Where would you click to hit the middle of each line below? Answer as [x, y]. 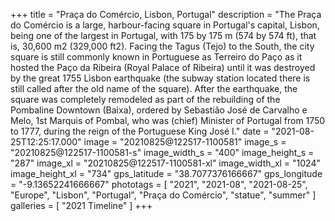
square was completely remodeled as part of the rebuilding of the [145, 99]
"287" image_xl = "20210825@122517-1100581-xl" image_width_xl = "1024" [165, 163]
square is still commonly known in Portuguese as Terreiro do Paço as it [156, 57]
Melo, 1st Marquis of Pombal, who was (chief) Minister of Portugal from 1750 [168, 120]
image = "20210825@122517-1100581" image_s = [185, 142]
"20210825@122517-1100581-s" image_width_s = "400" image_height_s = [162, 152]
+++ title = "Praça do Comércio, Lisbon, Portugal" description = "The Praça [166, 14]
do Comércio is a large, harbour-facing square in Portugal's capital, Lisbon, [165, 25]
